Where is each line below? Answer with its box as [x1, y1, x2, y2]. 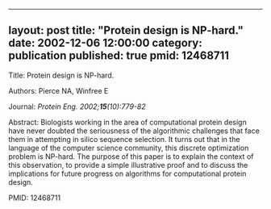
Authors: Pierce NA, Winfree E [8, 86, 109, 95]
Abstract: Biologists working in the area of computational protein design [8, 117, 248, 127]
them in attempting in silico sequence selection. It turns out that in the [8, 134, 240, 144]
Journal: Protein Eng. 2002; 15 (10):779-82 [8, 102, 147, 111]
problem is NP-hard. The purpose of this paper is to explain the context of [8, 151, 254, 161]
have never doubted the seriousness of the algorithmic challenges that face [8, 126, 260, 136]
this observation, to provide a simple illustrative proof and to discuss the [8, 160, 248, 169]
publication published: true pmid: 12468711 [8, 49, 230, 63]
